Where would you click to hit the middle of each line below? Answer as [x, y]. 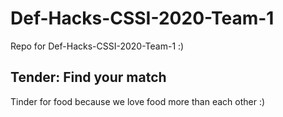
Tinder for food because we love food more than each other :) [138, 101]
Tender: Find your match [88, 77]
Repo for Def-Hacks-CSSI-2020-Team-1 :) [97, 46]
